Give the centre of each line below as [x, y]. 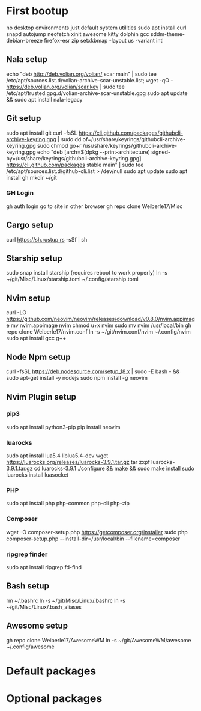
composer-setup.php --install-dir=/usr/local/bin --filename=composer [93, 539]
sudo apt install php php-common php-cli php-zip [68, 504]
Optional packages [54, 698]
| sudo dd [70, 139]
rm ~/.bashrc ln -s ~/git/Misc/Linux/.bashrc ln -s [66, 600]
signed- [161, 152]
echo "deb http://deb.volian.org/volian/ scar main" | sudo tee [82, 74]
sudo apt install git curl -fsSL [42, 133]
